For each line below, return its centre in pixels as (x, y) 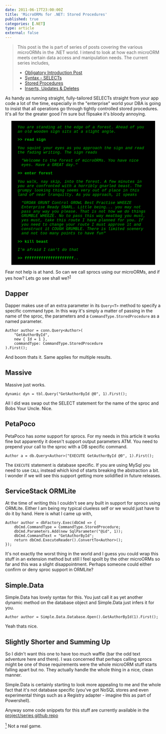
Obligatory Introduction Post (54, 72)
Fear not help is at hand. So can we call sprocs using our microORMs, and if (83, 272)
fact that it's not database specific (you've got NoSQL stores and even (77, 690)
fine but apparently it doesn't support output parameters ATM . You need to (82, 441)
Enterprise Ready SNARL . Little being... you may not (81, 208)
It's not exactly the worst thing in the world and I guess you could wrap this (82, 554)
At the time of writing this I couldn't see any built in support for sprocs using (83, 503)
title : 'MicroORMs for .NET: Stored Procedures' (56, 14)
